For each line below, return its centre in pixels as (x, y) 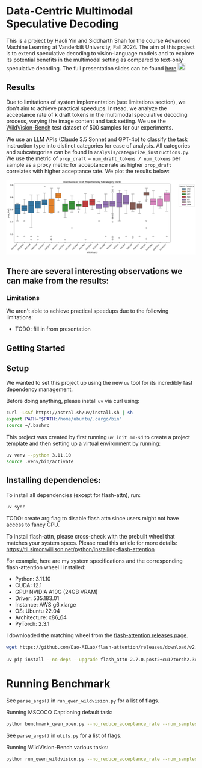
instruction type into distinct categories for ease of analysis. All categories (98, 145)
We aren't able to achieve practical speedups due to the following (87, 311)
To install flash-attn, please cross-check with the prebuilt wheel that (91, 536)
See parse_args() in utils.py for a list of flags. (64, 735)
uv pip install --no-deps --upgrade (52, 660)
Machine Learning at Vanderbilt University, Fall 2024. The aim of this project (101, 47)
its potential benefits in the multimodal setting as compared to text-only (95, 60)
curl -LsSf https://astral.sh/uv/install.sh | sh (70, 413)
